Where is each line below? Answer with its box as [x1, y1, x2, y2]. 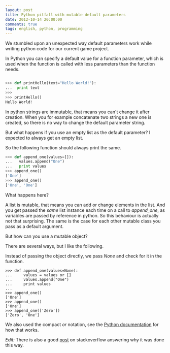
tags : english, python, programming [5, 26, 83, 31]
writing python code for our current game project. [5, 46, 109, 52]
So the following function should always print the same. [5, 144, 121, 150]
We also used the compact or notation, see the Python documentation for [5, 321, 159, 328]
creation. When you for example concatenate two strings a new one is [5, 114, 152, 120]
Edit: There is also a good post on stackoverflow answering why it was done [5, 336, 164, 343]
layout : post [5, 7, 33, 13]
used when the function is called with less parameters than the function [5, 61, 155, 67]
